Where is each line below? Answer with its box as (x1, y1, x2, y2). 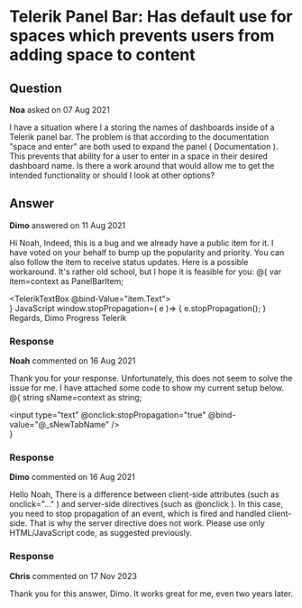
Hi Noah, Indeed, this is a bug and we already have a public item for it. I (9, 237, 274, 248)
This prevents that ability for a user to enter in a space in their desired (9, 151, 269, 161)
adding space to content (9, 45, 196, 65)
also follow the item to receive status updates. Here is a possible (9, 256, 249, 267)
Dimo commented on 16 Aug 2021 (9, 472, 135, 483)
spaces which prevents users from (9, 25, 275, 46)
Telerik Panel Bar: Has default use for (9, 6, 293, 27)
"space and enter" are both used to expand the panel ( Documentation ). (9, 142, 279, 152)
